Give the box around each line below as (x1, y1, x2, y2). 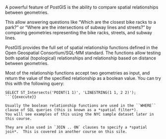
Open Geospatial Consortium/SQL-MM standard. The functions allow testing (5, 50, 161, 56)
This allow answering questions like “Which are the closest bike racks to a (5, 19, 156, 25)
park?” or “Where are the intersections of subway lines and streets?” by (5, 24, 152, 30)
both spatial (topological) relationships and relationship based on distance (5, 55, 156, 61)
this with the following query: (5, 80, 64, 86)
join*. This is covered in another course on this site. (5, 129, 127, 134)
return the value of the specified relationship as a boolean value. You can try (5, 75, 161, 81)
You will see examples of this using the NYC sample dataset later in (5, 112, 154, 117)
